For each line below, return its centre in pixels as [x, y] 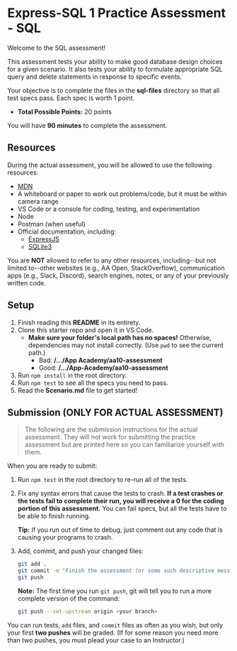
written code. [27, 283]
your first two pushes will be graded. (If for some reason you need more [113, 633]
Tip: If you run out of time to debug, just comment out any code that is [120, 530]
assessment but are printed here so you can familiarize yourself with [125, 444]
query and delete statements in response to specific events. [95, 77]
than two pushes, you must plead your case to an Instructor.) [96, 640]
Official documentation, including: [67, 231]
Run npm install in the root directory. [72, 375]
